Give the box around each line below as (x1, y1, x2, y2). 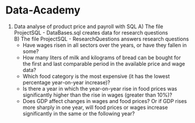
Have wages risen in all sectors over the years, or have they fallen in (22, 42, 187, 49)
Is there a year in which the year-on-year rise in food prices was (22, 85, 177, 92)
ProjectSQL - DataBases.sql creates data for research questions (13, 29, 168, 36)
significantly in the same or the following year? (22, 110, 135, 117)
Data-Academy (5, 4, 81, 17)
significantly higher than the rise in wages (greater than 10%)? (22, 91, 173, 98)
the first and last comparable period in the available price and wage (22, 60, 185, 67)
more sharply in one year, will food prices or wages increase (22, 104, 168, 111)
